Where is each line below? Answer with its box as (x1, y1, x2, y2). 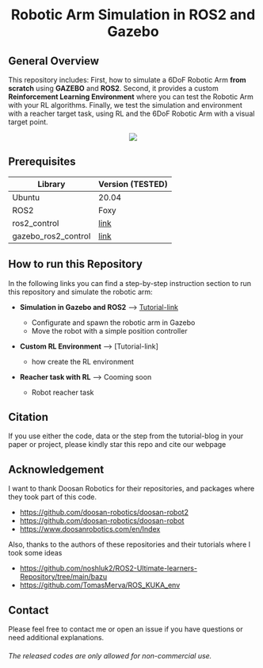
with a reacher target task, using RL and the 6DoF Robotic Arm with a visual (8, 109, 255, 118)
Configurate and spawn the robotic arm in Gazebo (31, 318, 196, 327)
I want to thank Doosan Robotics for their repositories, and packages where (8, 484, 255, 494)
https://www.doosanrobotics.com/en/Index (19, 525, 161, 534)
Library (37, 178, 66, 189)
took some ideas (8, 548, 63, 558)
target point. (8, 117, 49, 127)
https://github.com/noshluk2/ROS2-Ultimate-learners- (19, 563, 198, 573)
